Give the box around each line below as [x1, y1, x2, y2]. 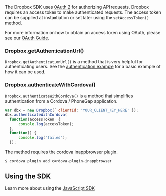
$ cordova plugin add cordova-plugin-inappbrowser [5, 158, 112, 163]
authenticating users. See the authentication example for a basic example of [5, 64, 161, 70]
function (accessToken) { [9, 117, 61, 122]
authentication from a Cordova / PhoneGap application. [5, 98, 118, 104]
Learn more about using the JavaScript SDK [5, 185, 95, 191]
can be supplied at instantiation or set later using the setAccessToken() [5, 15, 149, 20]
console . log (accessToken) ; [18, 122, 74, 127]
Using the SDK [5, 172, 51, 180]
